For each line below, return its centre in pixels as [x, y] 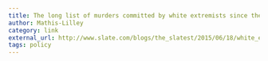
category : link [33, 30]
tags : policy [30, 45]
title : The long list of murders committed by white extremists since [128, 15]
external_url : [32, 38]
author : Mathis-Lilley [46, 23]
